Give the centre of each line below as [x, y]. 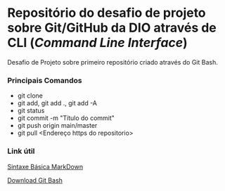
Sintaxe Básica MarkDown [45, 166]
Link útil [21, 151]
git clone [30, 95]
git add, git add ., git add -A [57, 103]
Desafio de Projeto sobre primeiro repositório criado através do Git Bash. [112, 62]
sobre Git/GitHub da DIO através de [112, 28]
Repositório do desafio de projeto [107, 13]
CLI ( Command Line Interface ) [97, 43]
